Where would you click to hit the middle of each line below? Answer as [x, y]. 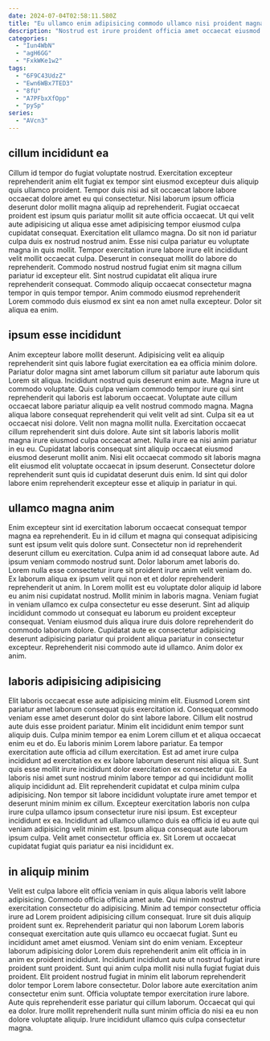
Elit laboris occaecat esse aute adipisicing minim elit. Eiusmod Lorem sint [129, 701]
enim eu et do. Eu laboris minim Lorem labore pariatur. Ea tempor [116, 744]
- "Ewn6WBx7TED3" [45, 83]
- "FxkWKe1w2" [39, 61]
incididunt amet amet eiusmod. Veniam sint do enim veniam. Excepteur [126, 942]
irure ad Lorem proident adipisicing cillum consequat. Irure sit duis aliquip [130, 916]
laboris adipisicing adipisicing [85, 681]
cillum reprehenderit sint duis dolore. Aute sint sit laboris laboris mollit [124, 431]
